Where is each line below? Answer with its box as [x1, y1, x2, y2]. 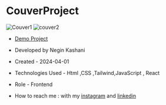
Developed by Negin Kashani [14, 46, 85, 54]
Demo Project [14, 35, 48, 42]
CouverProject [6, 4, 79, 18]
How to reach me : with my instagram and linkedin [14, 92, 137, 99]
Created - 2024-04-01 [14, 58, 69, 65]
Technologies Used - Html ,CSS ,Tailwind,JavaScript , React [14, 69, 160, 76]
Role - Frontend [14, 81, 53, 88]
